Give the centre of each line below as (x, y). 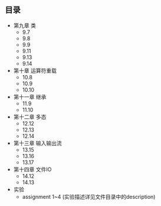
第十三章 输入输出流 (37, 143)
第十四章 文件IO (32, 169)
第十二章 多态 (30, 117)
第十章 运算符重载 (35, 70)
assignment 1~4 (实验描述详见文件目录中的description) (89, 197)
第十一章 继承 (30, 96)
